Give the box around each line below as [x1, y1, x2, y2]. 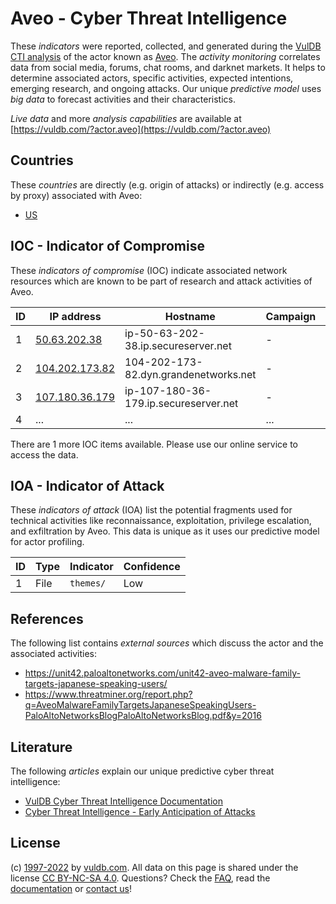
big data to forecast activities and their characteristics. [10, 93, 236, 105]
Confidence [123, 560, 181, 574]
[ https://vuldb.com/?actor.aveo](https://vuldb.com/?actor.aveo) [10, 123, 272, 135]
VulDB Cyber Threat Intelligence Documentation [24, 795, 224, 807]
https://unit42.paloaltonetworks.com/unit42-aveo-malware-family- [24, 667, 301, 679]
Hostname [164, 309, 216, 323]
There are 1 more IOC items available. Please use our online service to [10, 438, 298, 450]
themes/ [69, 578, 107, 589]
